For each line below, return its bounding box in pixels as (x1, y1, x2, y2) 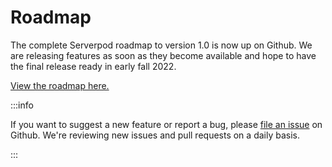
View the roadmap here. (10, 79, 110, 91)
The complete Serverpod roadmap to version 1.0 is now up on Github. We (10, 39, 313, 51)
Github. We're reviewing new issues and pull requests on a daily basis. (10, 129, 300, 141)
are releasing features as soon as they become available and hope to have (10, 49, 317, 61)
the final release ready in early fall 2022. (10, 60, 177, 72)
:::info (10, 99, 34, 111)
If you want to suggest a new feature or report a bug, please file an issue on (10, 118, 323, 130)
